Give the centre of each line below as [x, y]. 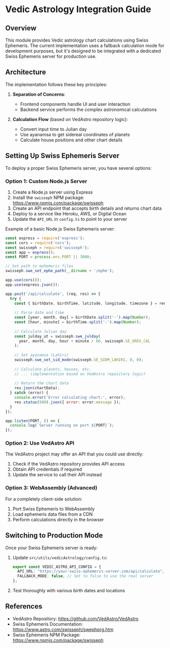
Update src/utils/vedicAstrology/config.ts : [60, 557]
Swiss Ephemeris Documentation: [48, 624]
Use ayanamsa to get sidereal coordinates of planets [75, 134]
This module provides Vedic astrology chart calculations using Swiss [77, 40]
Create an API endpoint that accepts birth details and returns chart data [87, 208]
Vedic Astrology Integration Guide [78, 9]
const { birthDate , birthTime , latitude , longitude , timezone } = [86, 303]
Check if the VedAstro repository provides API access [69, 464]
